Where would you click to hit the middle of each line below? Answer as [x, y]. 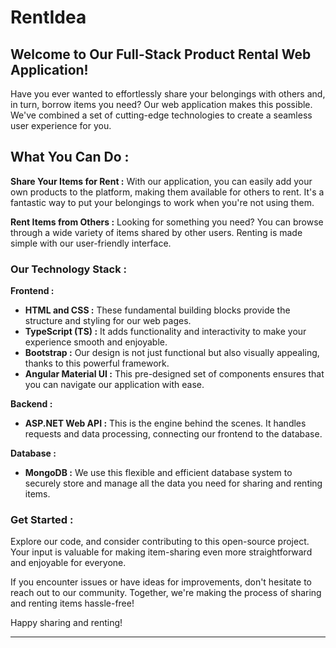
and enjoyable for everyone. [68, 563]
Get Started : [42, 520]
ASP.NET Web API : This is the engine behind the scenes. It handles [165, 423]
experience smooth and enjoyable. [96, 342]
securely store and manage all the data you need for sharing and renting [173, 483]
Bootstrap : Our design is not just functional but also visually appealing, [172, 353]
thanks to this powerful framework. [97, 363]
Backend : [31, 404]
